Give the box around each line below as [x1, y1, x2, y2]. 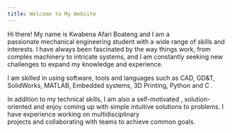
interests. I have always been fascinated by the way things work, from [7, 45, 211, 53]
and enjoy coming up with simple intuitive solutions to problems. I [33, 102, 224, 110]
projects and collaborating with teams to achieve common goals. [7, 117, 196, 126]
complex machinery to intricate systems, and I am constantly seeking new [7, 52, 224, 61]
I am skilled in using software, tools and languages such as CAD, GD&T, [7, 74, 216, 82]
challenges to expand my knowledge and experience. [7, 59, 163, 68]
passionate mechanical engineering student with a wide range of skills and [7, 37, 225, 46]
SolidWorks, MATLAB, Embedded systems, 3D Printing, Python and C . [7, 81, 214, 89]
